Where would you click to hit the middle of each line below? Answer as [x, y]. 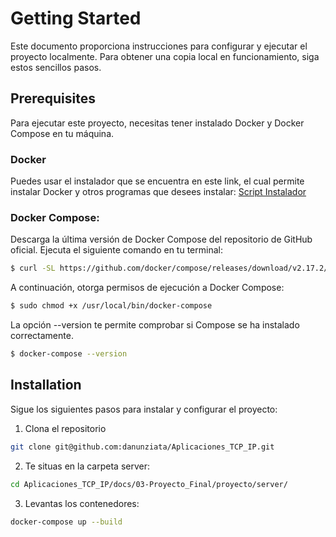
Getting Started [76, 18]
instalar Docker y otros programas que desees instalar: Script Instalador [158, 192]
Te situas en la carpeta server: [87, 466]
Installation [46, 385]
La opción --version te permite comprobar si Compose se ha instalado [155, 325]
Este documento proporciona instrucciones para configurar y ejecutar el [159, 46]
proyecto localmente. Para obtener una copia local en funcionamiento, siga [165, 56]
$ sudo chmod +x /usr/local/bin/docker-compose [111, 306]
